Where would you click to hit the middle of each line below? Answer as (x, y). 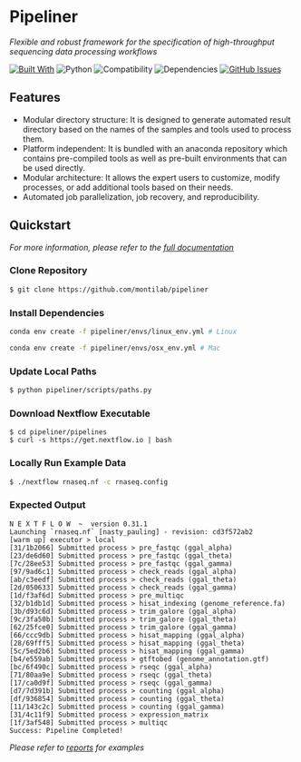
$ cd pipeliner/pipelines (58, 432)
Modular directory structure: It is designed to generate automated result (157, 119)
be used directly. (54, 168)
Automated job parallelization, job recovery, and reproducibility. (141, 196)
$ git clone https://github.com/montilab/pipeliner (109, 289)
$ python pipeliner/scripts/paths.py (81, 391)
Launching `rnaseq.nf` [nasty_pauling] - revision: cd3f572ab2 (131, 532)
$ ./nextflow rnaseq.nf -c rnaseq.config (89, 482)
